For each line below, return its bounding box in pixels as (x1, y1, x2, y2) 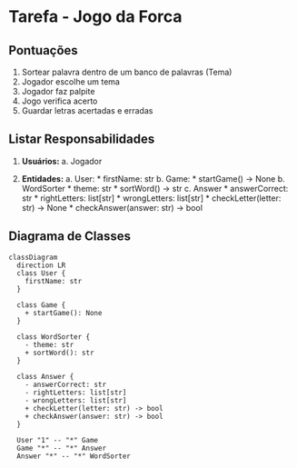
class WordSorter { (16, 332, 91, 342)
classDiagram (8, 253, 58, 262)
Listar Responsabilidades (8, 132, 155, 147)
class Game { (16, 300, 66, 310)
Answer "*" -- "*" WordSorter (16, 452, 131, 461)
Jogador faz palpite (21, 86, 95, 96)
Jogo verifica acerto (21, 95, 98, 106)
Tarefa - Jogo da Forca (8, 6, 183, 27)
